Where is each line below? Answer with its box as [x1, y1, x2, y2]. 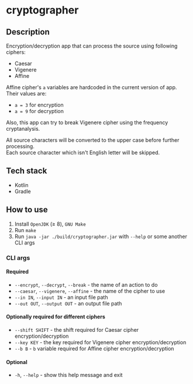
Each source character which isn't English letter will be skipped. [6, 149, 160, 156]
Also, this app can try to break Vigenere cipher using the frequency [6, 119, 168, 126]
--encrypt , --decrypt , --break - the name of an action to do [14, 281, 158, 288]
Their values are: [6, 90, 47, 97]
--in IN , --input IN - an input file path [14, 294, 108, 301]
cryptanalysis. [6, 125, 40, 132]
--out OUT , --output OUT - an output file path [14, 300, 122, 307]
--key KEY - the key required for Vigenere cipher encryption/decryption [14, 338, 187, 346]
